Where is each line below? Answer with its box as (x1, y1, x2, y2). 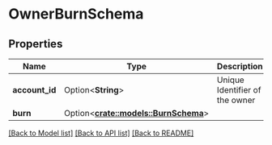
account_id (12, 85, 57, 95)
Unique (217, 74, 244, 85)
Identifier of (217, 85, 261, 95)
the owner (217, 94, 256, 106)
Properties (8, 37, 63, 51)
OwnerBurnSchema (8, 5, 144, 23)
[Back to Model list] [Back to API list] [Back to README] (8, 128, 194, 138)
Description (217, 61, 263, 72)
